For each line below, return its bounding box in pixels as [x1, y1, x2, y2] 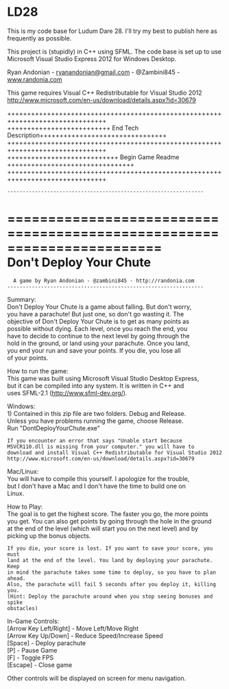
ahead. [7, 574, 26, 582]
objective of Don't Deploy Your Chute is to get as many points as [7, 317, 190, 325]
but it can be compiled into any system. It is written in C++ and [7, 382, 184, 390]
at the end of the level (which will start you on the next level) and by [7, 524, 199, 533]
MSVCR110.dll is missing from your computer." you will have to [7, 443, 195, 450]
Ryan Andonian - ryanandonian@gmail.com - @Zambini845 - [7, 68, 180, 76]
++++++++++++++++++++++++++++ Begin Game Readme [7, 152, 180, 161]
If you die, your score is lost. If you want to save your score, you [7, 545, 213, 552]
